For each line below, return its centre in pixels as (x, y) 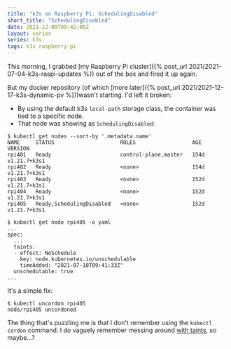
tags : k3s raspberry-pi (42, 46)
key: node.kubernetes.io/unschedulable (78, 259)
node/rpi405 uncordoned (42, 310)
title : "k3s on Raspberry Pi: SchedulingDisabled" (83, 14)
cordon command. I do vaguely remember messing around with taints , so (112, 330)
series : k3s (24, 40)
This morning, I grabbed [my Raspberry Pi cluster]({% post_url (97, 66)
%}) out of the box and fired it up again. (140, 74)
